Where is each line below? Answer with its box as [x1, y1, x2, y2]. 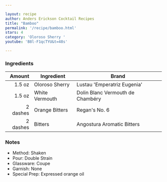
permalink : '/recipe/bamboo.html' [5, 25, 77, 30]
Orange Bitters [34, 107, 68, 114]
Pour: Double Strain [12, 155, 53, 161]
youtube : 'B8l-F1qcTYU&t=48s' [5, 39, 68, 45]
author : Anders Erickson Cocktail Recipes [5, 16, 94, 21]
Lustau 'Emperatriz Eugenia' [76, 81, 143, 88]
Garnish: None [12, 166, 42, 172]
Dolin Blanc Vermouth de [76, 89, 135, 96]
